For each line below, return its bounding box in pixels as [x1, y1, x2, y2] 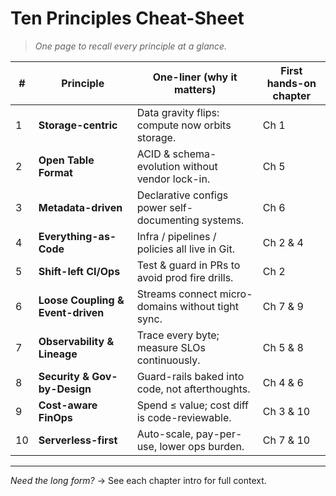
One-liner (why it [152, 70, 238, 84]
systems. [201, 213, 245, 227]
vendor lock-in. [136, 172, 211, 186]
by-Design [38, 382, 92, 396]
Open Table [38, 153, 95, 167]
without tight [179, 299, 239, 313]
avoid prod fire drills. [136, 270, 234, 284]
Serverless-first [38, 433, 118, 447]
